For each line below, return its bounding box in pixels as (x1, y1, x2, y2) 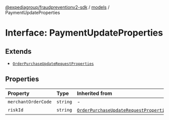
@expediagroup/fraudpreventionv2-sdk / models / (5, 5, 110, 10)
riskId (8, 107, 24, 112)
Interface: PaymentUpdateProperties (5, 27, 163, 39)
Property (8, 90, 30, 97)
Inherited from (77, 90, 112, 97)
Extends (5, 47, 32, 56)
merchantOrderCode (8, 99, 52, 104)
